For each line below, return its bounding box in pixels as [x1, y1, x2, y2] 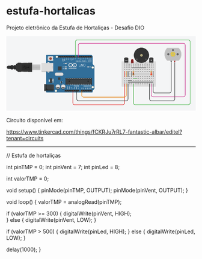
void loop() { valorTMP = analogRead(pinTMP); [6, 198, 122, 205]
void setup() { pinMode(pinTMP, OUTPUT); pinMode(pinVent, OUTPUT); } [6, 186, 188, 194]
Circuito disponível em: [6, 116, 63, 124]
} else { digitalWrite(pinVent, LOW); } [6, 216, 97, 223]
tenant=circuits [6, 134, 44, 141]
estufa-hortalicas [6, 4, 96, 18]
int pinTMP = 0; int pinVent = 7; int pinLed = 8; [6, 163, 120, 170]
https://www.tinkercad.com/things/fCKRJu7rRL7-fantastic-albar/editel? [6, 128, 182, 135]
